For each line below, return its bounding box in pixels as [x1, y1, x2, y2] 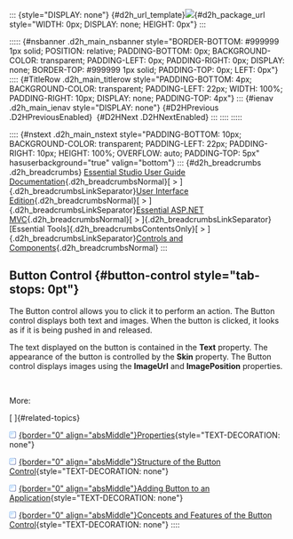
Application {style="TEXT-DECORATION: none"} [9, 492, 184, 503]
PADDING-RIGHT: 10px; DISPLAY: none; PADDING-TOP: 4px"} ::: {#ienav [9, 93, 273, 103]
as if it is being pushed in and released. [9, 325, 153, 335]
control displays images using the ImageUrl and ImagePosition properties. [9, 360, 283, 371]
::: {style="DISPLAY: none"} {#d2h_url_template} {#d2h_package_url [9, 10, 265, 20]
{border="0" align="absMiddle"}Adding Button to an [19, 483, 210, 494]
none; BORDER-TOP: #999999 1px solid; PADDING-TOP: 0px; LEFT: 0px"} [9, 65, 279, 75]
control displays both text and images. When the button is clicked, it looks [9, 315, 280, 326]
